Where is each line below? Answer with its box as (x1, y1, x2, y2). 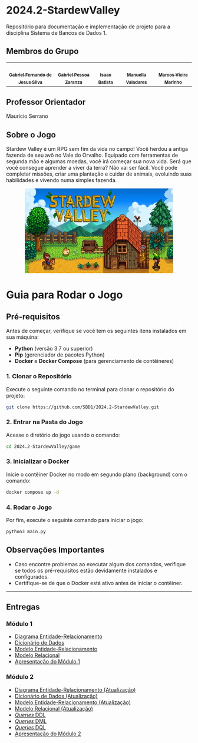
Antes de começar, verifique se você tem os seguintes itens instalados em (6, 328, 187, 335)
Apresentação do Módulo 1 (14, 658, 81, 665)
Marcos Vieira (158, 72, 188, 78)
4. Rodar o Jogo (6, 503, 52, 511)
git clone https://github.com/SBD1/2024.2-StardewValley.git (6, 404, 160, 410)
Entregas (6, 602, 40, 612)
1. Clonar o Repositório (6, 372, 72, 381)
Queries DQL (14, 724, 46, 731)
